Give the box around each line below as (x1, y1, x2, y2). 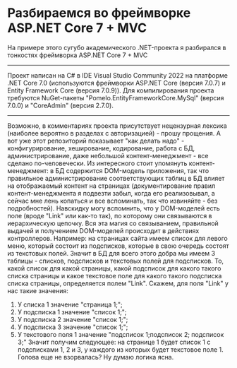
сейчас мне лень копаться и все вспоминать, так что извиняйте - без (7, 196, 218, 205)
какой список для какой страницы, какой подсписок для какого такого (7, 263, 221, 273)
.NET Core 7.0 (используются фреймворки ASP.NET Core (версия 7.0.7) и (7, 78, 226, 87)
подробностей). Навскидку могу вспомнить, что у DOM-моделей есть (7, 203, 220, 213)
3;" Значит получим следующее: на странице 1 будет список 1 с (17, 338, 211, 346)
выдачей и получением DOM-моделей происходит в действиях (7, 226, 200, 235)
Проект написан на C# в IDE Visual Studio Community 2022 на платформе (7, 71, 228, 79)
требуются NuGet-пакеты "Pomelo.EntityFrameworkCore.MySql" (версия (7, 93, 224, 102)
